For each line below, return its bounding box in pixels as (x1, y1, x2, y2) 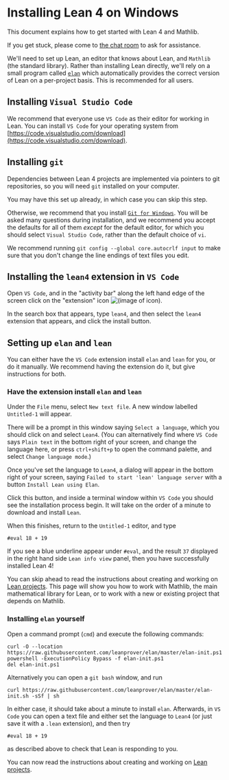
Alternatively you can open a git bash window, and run (7, 673, 162, 682)
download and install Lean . (7, 508, 82, 517)
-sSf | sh (32, 693, 60, 700)
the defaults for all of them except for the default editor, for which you (7, 223, 204, 231)
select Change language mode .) (7, 453, 91, 461)
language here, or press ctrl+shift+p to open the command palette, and (7, 445, 213, 453)
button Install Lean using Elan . (7, 480, 100, 489)
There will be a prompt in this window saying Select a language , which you (7, 423, 219, 431)
